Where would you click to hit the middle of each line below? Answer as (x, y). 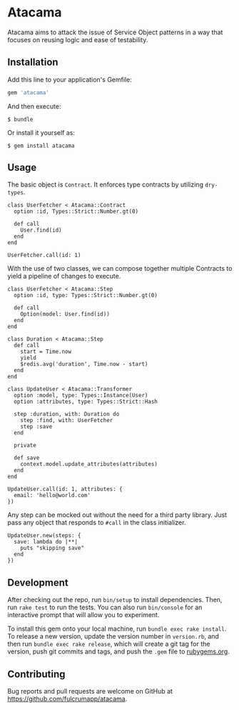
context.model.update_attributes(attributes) (89, 464)
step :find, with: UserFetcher (67, 421)
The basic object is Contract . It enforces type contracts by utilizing (105, 185)
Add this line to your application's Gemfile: (70, 79)
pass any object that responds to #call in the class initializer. (97, 523)
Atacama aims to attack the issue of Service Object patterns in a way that (115, 32)
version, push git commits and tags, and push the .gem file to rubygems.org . (119, 651)
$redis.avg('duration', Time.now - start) (84, 364)
